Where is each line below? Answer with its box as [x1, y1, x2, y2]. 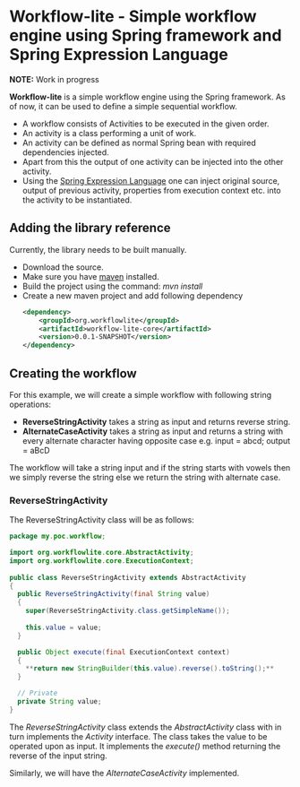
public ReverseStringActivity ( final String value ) [17, 590, 210, 599]
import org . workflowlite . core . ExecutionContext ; [9, 556, 194, 566]
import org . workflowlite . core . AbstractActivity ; [9, 549, 194, 558]
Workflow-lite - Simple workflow [9, 6, 257, 27]
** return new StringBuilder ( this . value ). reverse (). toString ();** [25, 664, 275, 673]
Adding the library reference [9, 221, 172, 236]
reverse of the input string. [9, 750, 107, 761]
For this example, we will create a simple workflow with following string [9, 389, 271, 400]
